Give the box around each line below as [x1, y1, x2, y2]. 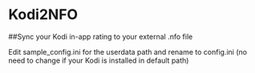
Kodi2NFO [8, 6, 79, 24]
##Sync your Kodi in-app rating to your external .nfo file [8, 32, 193, 41]
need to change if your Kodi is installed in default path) [8, 56, 189, 65]
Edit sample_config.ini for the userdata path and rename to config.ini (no [8, 47, 247, 56]
